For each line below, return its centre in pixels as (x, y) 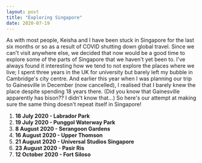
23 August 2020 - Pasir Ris (50, 148)
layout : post (23, 12)
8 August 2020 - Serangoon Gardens (63, 129)
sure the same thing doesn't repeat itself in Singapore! (74, 104)
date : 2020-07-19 (28, 23)
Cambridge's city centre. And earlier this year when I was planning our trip (99, 78)
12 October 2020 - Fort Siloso (53, 155)
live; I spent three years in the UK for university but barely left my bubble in (100, 72)
